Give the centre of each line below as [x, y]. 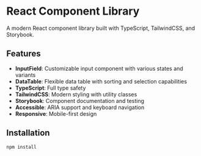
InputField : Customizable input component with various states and [99, 68]
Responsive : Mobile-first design [56, 113]
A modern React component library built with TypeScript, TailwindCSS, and [101, 28]
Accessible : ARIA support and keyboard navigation [80, 107]
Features [24, 54]
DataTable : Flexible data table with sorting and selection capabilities [101, 81]
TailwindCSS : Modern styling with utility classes [76, 94]
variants [25, 75]
